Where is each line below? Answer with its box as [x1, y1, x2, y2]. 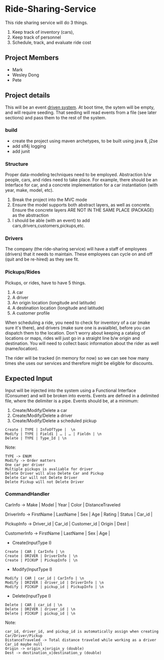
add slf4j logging [12, 143, 47, 149]
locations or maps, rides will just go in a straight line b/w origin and [5, 335, 140, 341]
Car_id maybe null [5, 642, 43, 647]
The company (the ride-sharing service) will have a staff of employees [5, 246, 147, 252]
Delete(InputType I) [12, 593, 51, 599]
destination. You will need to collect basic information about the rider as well [5, 340, 159, 346]
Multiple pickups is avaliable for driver [5, 466, 93, 472]
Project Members [5, 54, 59, 62]
